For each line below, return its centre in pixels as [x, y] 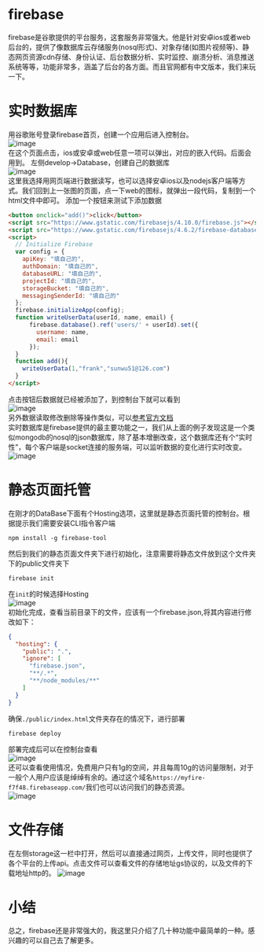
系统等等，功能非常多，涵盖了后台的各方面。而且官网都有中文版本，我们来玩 [132, 66]
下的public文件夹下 [39, 563]
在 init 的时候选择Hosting [48, 594]
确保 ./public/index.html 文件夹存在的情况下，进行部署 [97, 719]
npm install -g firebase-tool [58, 538]
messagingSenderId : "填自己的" [71, 296]
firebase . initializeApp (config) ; [70, 311]
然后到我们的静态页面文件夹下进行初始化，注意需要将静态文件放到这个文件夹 [132, 553]
